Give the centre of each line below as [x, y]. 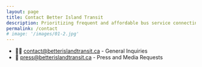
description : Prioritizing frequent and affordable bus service [88, 23]
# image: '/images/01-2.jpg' [43, 34]
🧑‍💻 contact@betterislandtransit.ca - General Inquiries [81, 51]
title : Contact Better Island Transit [55, 17]
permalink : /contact [32, 28]
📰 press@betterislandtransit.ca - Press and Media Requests [89, 57]
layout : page [23, 12]
